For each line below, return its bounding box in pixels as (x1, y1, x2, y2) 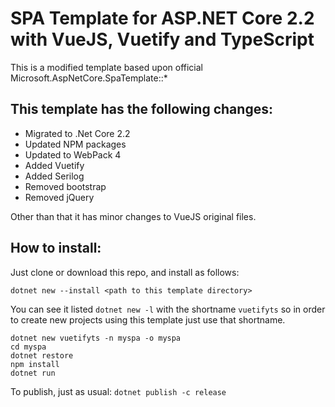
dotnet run (10, 368, 56, 378)
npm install (10, 359, 60, 369)
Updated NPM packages (24, 138, 127, 150)
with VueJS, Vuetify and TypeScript (10, 28, 315, 51)
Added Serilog (24, 170, 85, 182)
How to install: (10, 240, 102, 257)
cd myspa (10, 342, 47, 352)
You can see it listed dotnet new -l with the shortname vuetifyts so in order (10, 303, 326, 315)
